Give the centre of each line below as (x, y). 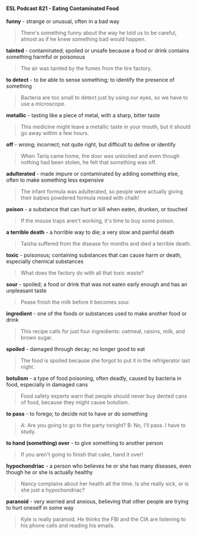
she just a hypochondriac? (53, 490)
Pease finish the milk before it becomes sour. (75, 302)
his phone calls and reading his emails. (68, 526)
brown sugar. (37, 338)
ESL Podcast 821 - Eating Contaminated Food (63, 8)
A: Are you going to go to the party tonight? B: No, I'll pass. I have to (103, 426)
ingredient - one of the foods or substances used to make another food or (96, 314)
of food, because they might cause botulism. (75, 402)
